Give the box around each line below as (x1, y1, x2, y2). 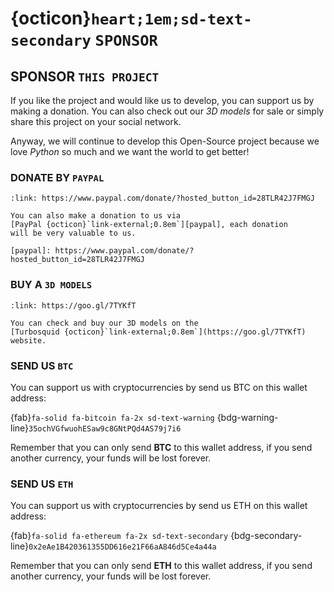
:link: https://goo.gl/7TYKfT (10, 300, 137, 311)
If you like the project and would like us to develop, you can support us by (10, 95, 315, 106)
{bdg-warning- (216, 411, 279, 423)
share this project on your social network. (10, 116, 182, 127)
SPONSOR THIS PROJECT (10, 68, 160, 85)
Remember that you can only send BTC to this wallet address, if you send (10, 441, 313, 453)
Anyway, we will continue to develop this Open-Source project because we (10, 135, 320, 147)
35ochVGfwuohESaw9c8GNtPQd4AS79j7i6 (28, 423, 182, 434)
